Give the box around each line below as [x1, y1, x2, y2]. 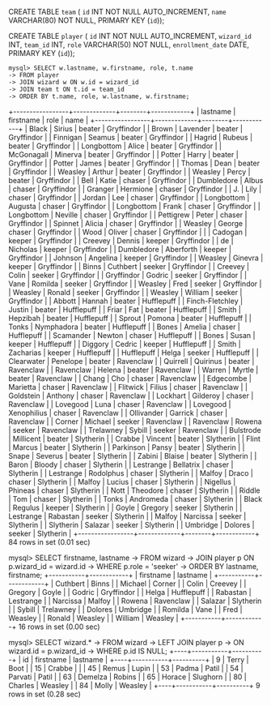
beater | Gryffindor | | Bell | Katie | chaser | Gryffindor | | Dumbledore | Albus [8, 176, 264, 185]
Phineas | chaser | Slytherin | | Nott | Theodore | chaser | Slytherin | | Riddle [8, 486, 260, 495]
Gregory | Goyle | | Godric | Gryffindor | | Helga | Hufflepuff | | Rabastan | [8, 588, 252, 597]
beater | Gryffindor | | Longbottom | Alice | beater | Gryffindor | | [8, 141, 222, 151]
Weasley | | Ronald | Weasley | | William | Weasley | [8, 614, 180, 623]
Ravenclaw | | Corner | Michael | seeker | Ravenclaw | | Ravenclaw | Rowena [8, 417, 262, 426]
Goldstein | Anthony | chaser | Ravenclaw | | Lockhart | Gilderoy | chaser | [8, 391, 254, 400]
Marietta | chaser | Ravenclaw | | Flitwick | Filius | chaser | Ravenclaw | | [8, 383, 248, 392]
